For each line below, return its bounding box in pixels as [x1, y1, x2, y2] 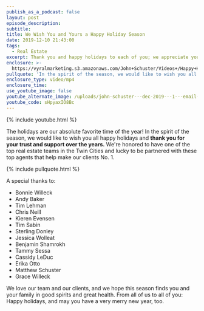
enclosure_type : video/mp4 [6, 77, 75, 83]
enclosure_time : [6, 83, 47, 89]
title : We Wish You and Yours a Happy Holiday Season [6, 32, 146, 38]
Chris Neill [15, 208, 41, 216]
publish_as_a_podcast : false [6, 9, 80, 15]
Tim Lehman [15, 202, 47, 209]
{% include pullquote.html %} [6, 165, 80, 173]
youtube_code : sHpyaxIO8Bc [6, 99, 75, 105]
